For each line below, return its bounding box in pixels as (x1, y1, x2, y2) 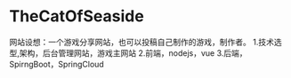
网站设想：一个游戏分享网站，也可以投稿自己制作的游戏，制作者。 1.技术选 (9, 36, 282, 47)
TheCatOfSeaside (9, 6, 144, 27)
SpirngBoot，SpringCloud (9, 58, 104, 69)
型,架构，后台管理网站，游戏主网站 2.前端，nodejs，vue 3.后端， (9, 47, 247, 58)
